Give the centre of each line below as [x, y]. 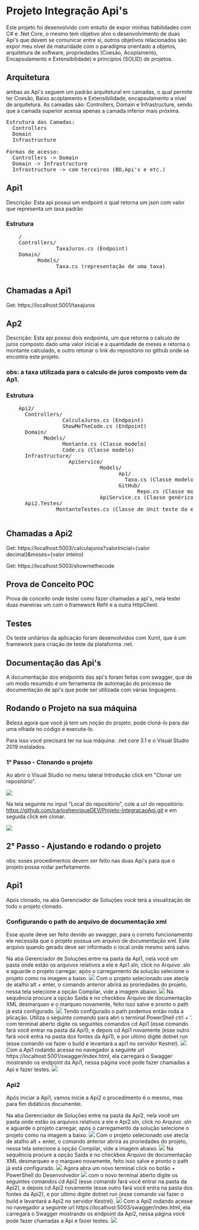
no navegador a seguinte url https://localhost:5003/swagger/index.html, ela [98, 1207]
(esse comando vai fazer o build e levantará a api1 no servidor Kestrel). [93, 1043]
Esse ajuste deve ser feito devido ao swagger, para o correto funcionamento [99, 934]
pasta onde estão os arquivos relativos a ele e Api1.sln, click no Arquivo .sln [98, 965]
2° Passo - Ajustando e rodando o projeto [84, 846]
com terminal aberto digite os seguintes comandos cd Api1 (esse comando [97, 1024]
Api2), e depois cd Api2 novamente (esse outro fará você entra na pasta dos [99, 1188]
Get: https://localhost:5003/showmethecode [60, 565]
